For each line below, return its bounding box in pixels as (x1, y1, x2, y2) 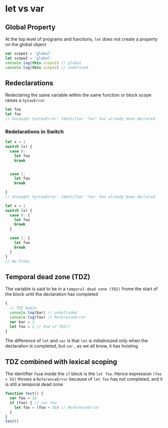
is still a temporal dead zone (5, 382, 63, 388)
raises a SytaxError (5, 97, 45, 103)
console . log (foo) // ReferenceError (9, 315, 86, 320)
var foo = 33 (9, 396, 37, 401)
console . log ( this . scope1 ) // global (5, 60, 81, 65)
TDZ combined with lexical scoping (5, 358, 117, 366)
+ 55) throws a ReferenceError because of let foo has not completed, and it (5, 376, 163, 382)
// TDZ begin (9, 306, 37, 311)
